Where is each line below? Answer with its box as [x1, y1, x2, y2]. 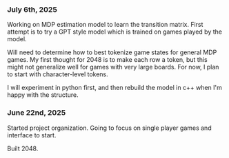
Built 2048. [7, 144, 39, 153]
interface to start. [7, 131, 57, 139]
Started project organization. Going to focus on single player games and [7, 124, 212, 132]
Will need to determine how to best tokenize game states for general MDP [7, 48, 217, 56]
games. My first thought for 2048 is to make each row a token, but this [7, 56, 208, 64]
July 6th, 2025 [7, 5, 57, 14]
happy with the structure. [7, 91, 79, 99]
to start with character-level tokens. [7, 70, 108, 78]
